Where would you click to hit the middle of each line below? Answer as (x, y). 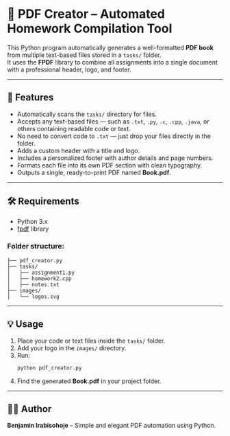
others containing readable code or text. (74, 128)
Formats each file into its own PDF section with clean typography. (110, 165)
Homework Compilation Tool (90, 28)
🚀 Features (30, 98)
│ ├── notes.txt (33, 284)
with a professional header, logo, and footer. (69, 69)
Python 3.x (32, 221)
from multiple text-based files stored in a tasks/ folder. (84, 55)
